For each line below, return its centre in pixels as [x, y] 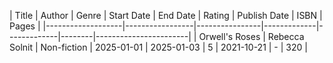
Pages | [25, 26]
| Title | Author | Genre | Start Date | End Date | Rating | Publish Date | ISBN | [166, 15]
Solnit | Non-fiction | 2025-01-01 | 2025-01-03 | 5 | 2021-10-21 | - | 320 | [158, 47]
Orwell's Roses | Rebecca [251, 36]
